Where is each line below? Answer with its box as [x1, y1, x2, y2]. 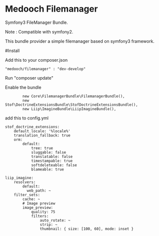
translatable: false [31, 154, 73, 159]
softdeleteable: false [31, 163, 77, 168]
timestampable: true [31, 158, 73, 163]
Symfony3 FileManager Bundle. [5, 19, 68, 25]
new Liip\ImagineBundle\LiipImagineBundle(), [22, 106, 117, 111]
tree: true [31, 146, 53, 151]
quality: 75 [31, 209, 55, 214]
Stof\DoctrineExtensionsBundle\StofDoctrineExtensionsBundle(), [5, 102, 138, 107]
